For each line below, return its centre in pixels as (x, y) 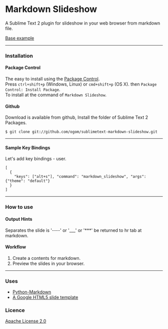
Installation (19, 56)
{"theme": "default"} (28, 181)
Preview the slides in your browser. (48, 263)
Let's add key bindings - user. (36, 159)
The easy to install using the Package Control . (52, 79)
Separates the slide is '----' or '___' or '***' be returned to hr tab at (73, 230)
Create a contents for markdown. (46, 258)
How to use (19, 207)
